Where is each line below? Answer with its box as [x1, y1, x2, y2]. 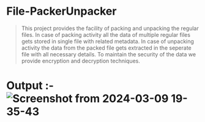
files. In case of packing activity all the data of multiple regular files [21, 31, 191, 38]
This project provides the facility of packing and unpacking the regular [21, 25, 199, 32]
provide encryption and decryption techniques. [21, 57, 141, 64]
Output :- [6, 78, 54, 93]
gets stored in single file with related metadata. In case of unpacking [21, 37, 195, 45]
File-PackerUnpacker [6, 4, 117, 18]
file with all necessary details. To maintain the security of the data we [21, 50, 196, 58]
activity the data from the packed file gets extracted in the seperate [21, 44, 192, 51]
